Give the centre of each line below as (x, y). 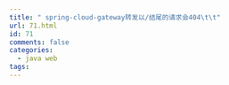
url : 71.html (33, 26)
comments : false (39, 42)
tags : (19, 67)
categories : (31, 50)
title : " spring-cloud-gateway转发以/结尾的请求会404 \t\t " (115, 17)
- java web (37, 58)
